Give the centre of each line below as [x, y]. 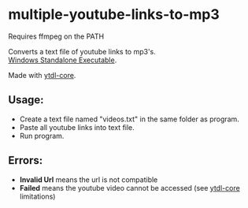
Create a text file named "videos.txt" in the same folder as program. [130, 119]
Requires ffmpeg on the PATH [56, 36]
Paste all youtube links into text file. [77, 127]
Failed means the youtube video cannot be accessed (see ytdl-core [130, 188]
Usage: [26, 100]
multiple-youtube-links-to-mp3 [114, 15]
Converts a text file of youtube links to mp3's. [82, 51]
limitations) [37, 196]
